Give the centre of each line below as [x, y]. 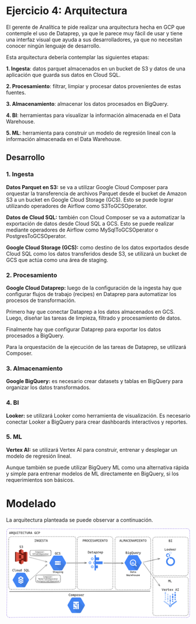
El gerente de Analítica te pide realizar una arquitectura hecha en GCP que [96, 27]
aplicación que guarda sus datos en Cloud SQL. [63, 75]
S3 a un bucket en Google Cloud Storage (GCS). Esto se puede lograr [90, 199]
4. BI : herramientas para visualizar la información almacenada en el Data [93, 115]
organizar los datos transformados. [48, 388]
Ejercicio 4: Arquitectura [67, 11]
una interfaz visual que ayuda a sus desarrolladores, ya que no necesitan [94, 39]
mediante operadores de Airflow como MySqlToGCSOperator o [82, 230]
